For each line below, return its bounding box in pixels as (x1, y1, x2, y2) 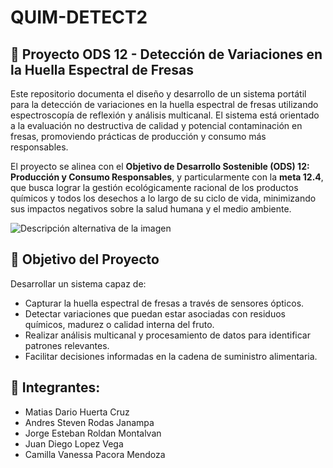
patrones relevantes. (24, 339, 110, 351)
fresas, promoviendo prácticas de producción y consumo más (10, 131, 267, 142)
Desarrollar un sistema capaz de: (10, 277, 147, 290)
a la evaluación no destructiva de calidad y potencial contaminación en (10, 120, 303, 131)
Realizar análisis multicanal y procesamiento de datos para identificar (24, 329, 311, 341)
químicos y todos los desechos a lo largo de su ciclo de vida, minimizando (10, 192, 317, 204)
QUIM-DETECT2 (10, 6, 148, 29)
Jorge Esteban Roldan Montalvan (24, 427, 162, 439)
